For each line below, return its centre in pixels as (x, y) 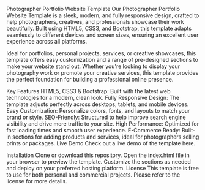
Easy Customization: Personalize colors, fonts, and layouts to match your (98, 111)
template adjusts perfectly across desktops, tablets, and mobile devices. (98, 104)
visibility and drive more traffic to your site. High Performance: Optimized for (103, 124)
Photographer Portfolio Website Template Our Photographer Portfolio (93, 9)
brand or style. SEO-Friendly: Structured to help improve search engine (96, 117)
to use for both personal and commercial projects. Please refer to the (93, 175)
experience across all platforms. (47, 41)
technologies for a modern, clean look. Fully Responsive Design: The (93, 98)
